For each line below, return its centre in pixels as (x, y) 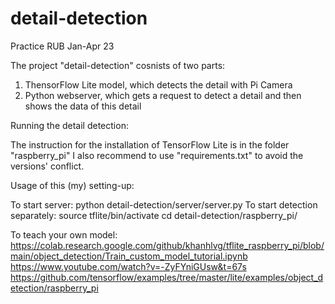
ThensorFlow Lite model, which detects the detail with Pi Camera (158, 84)
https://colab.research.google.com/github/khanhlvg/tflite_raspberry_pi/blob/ (167, 245)
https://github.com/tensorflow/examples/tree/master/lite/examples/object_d (167, 277)
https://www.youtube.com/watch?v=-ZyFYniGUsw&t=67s (128, 266)
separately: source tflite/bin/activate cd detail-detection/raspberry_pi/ (154, 215)
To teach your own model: (64, 234)
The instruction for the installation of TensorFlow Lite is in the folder (150, 144)
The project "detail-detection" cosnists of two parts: (118, 65)
